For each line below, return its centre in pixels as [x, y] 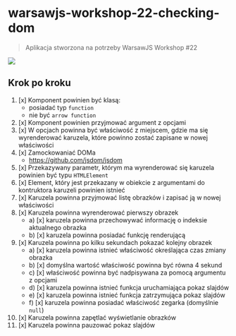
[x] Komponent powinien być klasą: [69, 100]
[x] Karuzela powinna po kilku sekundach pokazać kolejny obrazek [115, 242]
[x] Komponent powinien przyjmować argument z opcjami [102, 122]
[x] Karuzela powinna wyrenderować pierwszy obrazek [98, 212]
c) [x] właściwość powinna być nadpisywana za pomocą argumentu [127, 272]
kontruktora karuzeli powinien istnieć [72, 190]
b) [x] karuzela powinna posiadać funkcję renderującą [107, 235]
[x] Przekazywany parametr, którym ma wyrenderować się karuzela [116, 167]
